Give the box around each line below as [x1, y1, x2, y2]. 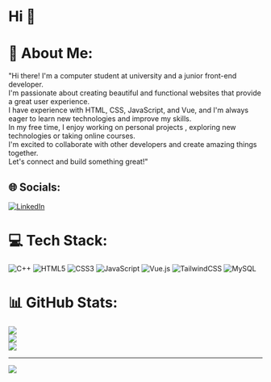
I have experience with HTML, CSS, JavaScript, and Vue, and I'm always [8, 105, 249, 115]
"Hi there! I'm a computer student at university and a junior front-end [8, 71, 237, 81]
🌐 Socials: [8, 180, 61, 194]
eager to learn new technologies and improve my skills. [8, 114, 192, 124]
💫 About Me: [8, 44, 94, 63]
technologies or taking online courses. [8, 131, 135, 141]
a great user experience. [8, 97, 90, 107]
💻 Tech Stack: [8, 232, 108, 250]
